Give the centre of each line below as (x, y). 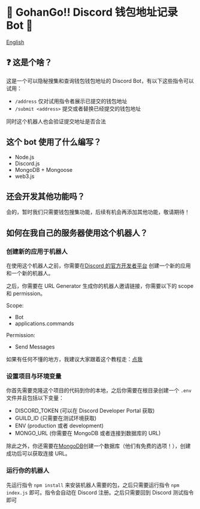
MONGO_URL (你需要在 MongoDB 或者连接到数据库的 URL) (88, 433)
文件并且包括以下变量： (35, 398)
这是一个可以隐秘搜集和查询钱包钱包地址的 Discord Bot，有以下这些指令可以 (100, 81)
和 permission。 (26, 294)
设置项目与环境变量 (34, 376)
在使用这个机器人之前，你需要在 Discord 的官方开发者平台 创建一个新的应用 (99, 266)
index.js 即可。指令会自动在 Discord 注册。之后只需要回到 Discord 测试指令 (100, 492)
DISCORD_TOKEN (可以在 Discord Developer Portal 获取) (85, 411)
